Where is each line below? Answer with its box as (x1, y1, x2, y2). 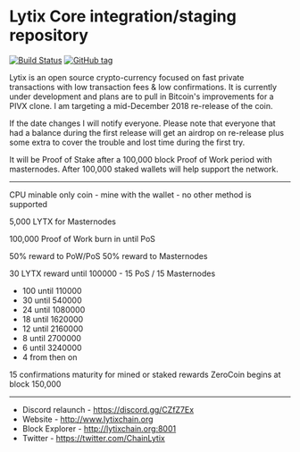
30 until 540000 (21, 295, 82, 306)
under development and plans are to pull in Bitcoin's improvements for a (9, 91, 274, 102)
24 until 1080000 (21, 304, 86, 314)
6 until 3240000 (21, 342, 82, 353)
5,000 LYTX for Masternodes (9, 216, 116, 227)
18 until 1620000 (21, 314, 84, 324)
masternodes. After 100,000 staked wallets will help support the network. (9, 163, 279, 174)
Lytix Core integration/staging (9, 6, 237, 27)
